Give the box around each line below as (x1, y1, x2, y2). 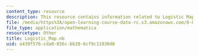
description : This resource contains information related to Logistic (6, 14, 184, 20)
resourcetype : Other (6, 30, 57, 36)
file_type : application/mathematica (6, 24, 97, 31)
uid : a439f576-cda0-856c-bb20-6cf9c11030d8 (6, 41, 115, 47)
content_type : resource (6, 8, 65, 15)
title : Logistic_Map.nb (6, 36, 65, 41)
